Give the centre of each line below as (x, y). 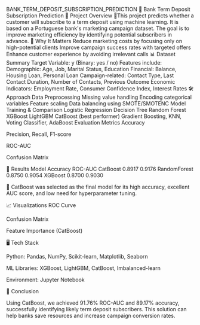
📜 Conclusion (23, 291)
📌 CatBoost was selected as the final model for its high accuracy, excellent (98, 187)
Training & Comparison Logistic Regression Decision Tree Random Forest (96, 110)
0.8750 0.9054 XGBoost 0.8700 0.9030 (55, 175)
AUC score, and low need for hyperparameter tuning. (72, 193)
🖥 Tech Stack (22, 243)
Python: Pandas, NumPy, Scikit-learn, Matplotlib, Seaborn (77, 256)
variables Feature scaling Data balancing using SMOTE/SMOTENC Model (96, 104)
